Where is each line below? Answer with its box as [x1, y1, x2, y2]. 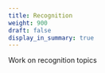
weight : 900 [8, 19, 48, 27]
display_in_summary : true [8, 33, 94, 42]
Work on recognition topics [8, 56, 97, 65]
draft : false [8, 26, 52, 34]
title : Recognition [8, 11, 73, 20]
